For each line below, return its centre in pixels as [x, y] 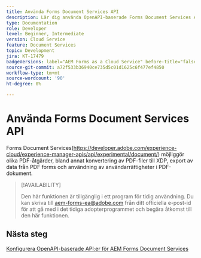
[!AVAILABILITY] [41, 185]
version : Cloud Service [36, 39]
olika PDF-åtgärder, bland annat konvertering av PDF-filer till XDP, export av [100, 160]
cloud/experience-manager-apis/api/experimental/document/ [82, 154]
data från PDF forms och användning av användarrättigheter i [82, 167]
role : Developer [26, 28]
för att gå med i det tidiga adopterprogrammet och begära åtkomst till [106, 209]
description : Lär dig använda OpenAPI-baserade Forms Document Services [99, 17]
